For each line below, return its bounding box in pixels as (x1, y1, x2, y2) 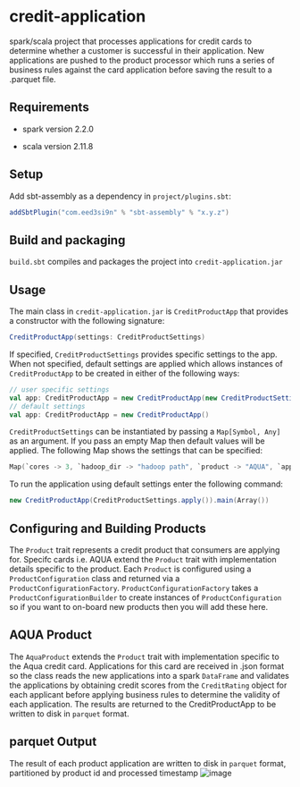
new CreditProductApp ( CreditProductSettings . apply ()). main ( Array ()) (9, 496, 270, 505)
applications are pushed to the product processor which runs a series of (9, 55, 275, 65)
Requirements (9, 100, 89, 115)
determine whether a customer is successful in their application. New (9, 45, 265, 55)
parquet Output (9, 734, 97, 749)
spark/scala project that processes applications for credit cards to (9, 36, 253, 47)
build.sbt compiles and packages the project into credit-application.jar (9, 257, 283, 267)
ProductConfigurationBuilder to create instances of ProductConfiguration (9, 592, 282, 603)
